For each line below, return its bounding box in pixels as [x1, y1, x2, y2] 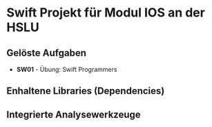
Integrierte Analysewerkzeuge [6, 108, 141, 120]
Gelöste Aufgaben [6, 47, 87, 59]
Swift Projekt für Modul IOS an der [6, 5, 205, 21]
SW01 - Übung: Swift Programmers [16, 66, 117, 73]
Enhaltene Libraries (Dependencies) [6, 85, 165, 97]
